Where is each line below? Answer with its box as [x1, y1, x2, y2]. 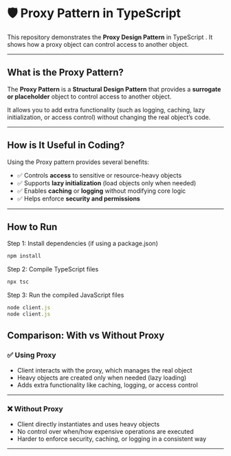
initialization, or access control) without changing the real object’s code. [7, 113, 211, 121]
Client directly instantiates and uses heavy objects [16, 419, 160, 428]
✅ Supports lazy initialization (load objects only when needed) [16, 178, 197, 187]
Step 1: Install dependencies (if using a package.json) [7, 239, 158, 248]
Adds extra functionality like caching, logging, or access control [16, 380, 198, 389]
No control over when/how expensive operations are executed [16, 427, 194, 435]
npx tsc [7, 278, 30, 286]
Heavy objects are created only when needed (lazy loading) [16, 373, 187, 382]
